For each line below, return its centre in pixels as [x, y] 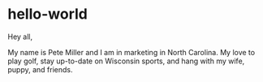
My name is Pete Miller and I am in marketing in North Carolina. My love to [131, 52]
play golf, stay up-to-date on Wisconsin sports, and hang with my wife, [126, 61]
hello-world [48, 14]
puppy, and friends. [40, 69]
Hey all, [20, 37]
